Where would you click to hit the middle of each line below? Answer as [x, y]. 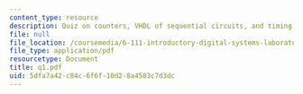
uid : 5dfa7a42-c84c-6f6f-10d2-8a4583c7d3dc [92, 76]
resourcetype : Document [54, 59]
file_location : [38, 43]
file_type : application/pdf [62, 51]
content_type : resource [54, 17]
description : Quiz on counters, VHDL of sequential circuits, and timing [151, 26]
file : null [30, 34]
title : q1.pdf [36, 68]
